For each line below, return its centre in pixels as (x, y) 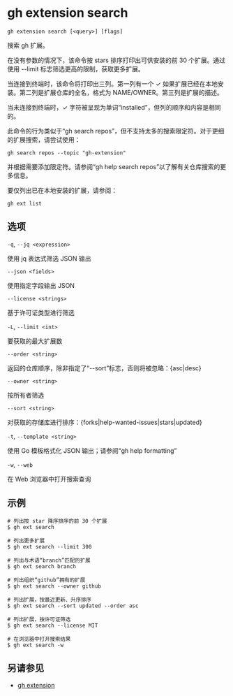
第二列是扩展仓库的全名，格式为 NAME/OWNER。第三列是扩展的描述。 (121, 92)
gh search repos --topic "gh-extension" (67, 153)
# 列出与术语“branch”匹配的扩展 (49, 560)
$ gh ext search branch (42, 566)
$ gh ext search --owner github (54, 586)
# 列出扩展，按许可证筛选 (39, 619)
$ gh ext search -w (36, 645)
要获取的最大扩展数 (35, 341)
